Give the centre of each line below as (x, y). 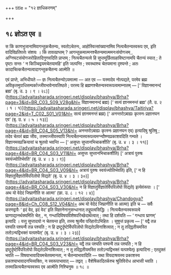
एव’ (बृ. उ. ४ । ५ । (22, 119)
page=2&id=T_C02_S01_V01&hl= (39, 114)
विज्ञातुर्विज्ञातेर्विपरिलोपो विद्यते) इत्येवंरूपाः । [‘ (123, 187)
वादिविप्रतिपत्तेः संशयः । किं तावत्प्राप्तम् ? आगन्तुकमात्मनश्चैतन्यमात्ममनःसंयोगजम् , (69, 52)
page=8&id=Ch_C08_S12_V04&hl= (41, 204)
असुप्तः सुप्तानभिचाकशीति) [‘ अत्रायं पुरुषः (110, 153)
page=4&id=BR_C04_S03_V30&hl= (42, 187)
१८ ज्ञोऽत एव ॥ (23, 34)
